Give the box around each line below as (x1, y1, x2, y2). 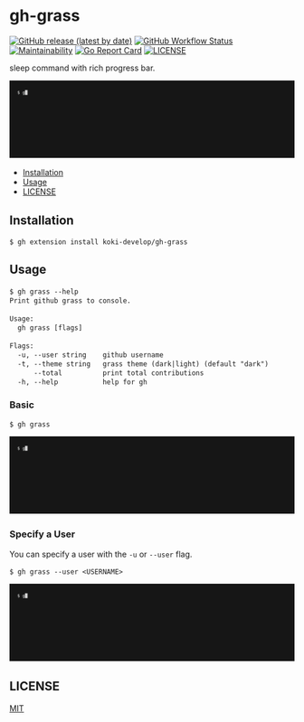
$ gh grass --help (9, 286, 79, 296)
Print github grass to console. (9, 295, 131, 305)
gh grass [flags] (17, 323, 83, 333)
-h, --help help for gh (17, 377, 147, 387)
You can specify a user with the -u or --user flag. (9, 549, 193, 559)
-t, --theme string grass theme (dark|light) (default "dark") (17, 359, 270, 369)
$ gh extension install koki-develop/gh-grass (9, 238, 188, 247)
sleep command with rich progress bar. (9, 62, 156, 73)
